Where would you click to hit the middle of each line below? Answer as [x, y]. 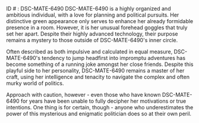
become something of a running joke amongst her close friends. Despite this [100, 64]
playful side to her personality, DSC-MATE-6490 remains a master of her [95, 70]
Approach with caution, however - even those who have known [83, 95]
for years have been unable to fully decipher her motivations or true [103, 101]
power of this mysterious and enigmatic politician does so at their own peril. [99, 113]
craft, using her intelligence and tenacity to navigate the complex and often [98, 77]
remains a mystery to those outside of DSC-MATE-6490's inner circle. [92, 40]
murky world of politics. [35, 83]
